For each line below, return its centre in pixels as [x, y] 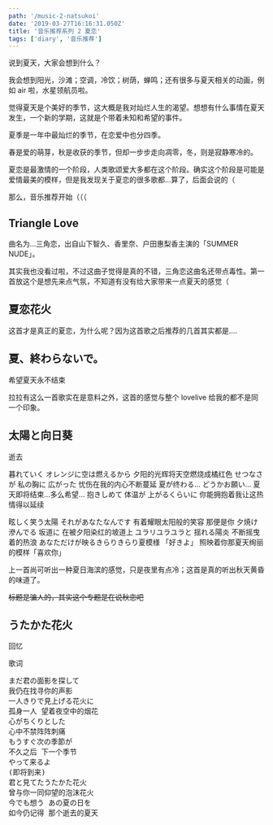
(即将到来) [27, 773]
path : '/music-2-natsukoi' [54, 16]
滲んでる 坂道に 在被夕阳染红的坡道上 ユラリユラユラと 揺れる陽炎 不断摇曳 [134, 532]
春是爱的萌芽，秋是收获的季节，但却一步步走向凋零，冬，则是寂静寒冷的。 [133, 152]
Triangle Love [43, 223]
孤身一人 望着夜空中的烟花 [54, 712]
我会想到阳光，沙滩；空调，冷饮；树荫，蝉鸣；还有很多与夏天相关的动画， [133, 80]
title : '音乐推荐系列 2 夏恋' [55, 31]
